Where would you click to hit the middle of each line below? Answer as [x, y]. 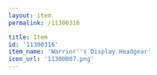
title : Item [28, 37]
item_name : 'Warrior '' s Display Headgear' [80, 52]
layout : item [30, 15]
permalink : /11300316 [44, 23]
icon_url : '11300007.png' [51, 59]
